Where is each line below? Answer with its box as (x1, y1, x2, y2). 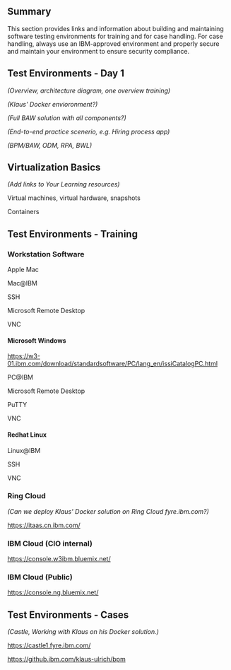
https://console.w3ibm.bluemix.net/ (7, 555, 111, 563)
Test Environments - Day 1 (7, 67, 125, 80)
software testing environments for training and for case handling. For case (7, 32, 224, 40)
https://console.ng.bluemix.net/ (7, 588, 99, 596)
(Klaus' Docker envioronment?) (7, 100, 98, 108)
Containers (7, 208, 40, 216)
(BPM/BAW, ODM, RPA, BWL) (7, 141, 93, 149)
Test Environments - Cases (7, 609, 129, 621)
